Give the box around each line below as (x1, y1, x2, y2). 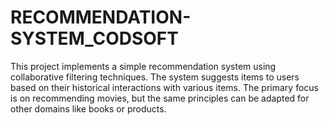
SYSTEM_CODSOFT (10, 27, 179, 50)
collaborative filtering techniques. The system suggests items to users (10, 71, 300, 83)
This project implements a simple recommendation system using (10, 60, 277, 72)
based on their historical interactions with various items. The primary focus (10, 81, 319, 93)
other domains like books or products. (10, 102, 167, 115)
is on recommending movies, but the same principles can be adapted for (10, 92, 310, 104)
